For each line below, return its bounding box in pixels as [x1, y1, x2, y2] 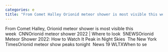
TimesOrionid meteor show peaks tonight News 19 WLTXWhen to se [5, 41, 147, 47]
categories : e [5, 7, 35, 12]
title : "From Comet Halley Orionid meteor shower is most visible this [5, 12, 157, 17]
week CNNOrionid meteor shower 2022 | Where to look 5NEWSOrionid [5, 31, 154, 37]
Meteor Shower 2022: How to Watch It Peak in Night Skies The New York [5, 36, 157, 42]
